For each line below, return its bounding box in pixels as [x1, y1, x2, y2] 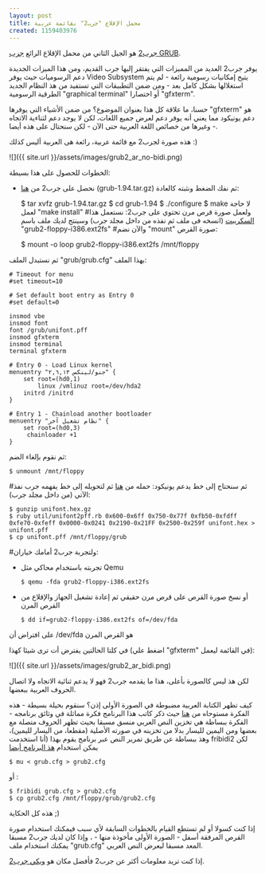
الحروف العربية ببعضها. [9, 685, 76, 695]
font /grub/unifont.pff [9, 326, 88, 335]
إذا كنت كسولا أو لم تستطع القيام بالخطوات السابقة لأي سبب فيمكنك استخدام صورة [9, 824, 255, 833]
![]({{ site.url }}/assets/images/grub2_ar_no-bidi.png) [9, 152, 183, 162]
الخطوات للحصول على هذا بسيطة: [9, 168, 111, 178]
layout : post [9, 11, 53, 20]
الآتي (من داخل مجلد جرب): [9, 490, 91, 499]
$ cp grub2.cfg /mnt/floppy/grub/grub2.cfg [9, 794, 156, 802]
